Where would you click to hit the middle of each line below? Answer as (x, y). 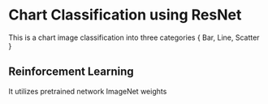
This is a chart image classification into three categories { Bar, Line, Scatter (134, 37)
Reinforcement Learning (71, 72)
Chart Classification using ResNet (125, 15)
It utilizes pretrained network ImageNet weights (88, 91)
